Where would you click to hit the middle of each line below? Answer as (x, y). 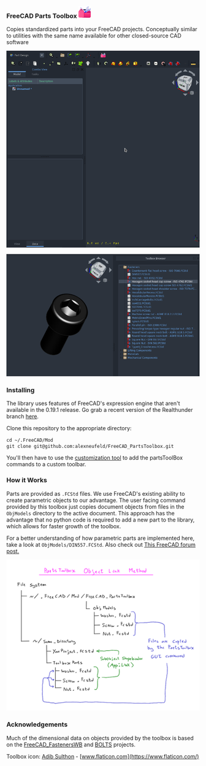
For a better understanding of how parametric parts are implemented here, (101, 538)
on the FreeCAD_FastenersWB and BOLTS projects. (71, 745)
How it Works (27, 480)
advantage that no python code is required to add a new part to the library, (101, 520)
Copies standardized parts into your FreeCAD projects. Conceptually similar (102, 29)
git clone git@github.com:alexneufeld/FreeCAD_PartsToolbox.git (90, 447)
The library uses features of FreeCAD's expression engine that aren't (93, 403)
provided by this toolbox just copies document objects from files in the (95, 506)
